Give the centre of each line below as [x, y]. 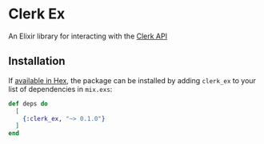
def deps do [28, 104]
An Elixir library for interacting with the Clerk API [88, 36]
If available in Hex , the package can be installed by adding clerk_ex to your [132, 80]
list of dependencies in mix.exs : [60, 89]
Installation [37, 61]
